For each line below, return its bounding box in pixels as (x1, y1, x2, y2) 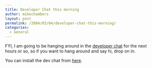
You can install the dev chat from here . (5, 58, 83, 63)
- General (9, 30, 29, 34)
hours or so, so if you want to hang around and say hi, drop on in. (5, 48, 136, 54)
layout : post (5, 16, 32, 21)
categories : (5, 25, 29, 30)
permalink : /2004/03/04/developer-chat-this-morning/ (5, 20, 117, 26)
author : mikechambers (5, 12, 49, 17)
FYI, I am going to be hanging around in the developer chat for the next (5, 43, 147, 49)
